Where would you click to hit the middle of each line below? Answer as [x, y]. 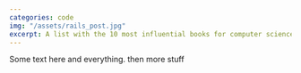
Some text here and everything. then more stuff [97, 60]
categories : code [42, 17]
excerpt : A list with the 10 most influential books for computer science [152, 34]
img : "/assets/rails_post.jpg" [68, 26]
